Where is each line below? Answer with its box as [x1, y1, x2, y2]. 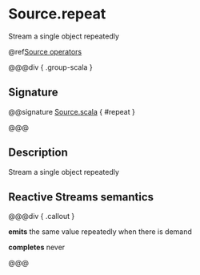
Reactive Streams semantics [8, 190, 154, 204]
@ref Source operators [8, 47, 82, 56]
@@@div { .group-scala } [8, 62, 94, 72]
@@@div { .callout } [8, 212, 75, 221]
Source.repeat [8, 5, 106, 23]
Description [8, 146, 68, 160]
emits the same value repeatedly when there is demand [8, 227, 192, 237]
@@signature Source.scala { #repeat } [8, 107, 136, 116]
